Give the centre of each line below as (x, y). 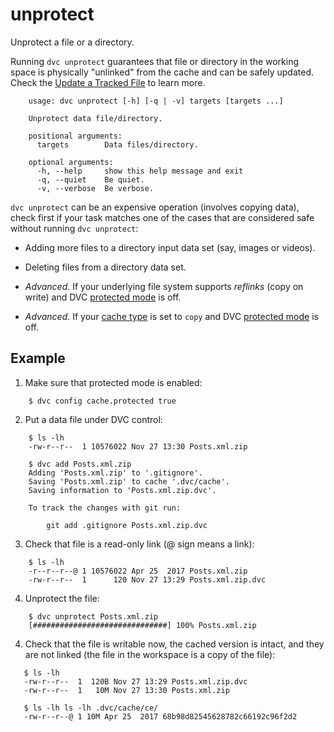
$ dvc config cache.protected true (102, 401)
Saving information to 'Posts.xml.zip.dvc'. (122, 490)
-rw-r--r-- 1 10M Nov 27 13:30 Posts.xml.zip (126, 690)
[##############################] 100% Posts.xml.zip (142, 625)
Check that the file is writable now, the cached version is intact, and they (174, 644)
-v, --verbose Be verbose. (95, 188)
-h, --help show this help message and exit (140, 171)
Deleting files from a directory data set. (105, 267)
